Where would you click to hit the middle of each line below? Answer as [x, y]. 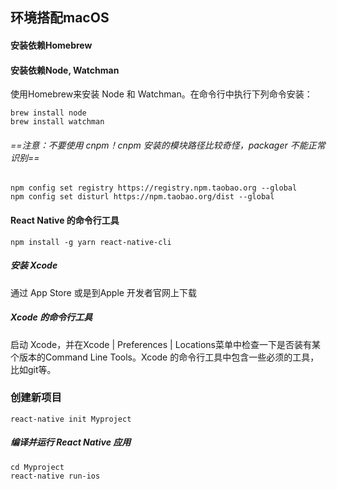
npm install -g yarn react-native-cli [91, 242]
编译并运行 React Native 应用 [71, 442]
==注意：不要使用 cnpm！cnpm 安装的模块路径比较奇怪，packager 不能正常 [168, 145]
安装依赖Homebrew [51, 45]
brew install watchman [57, 122]
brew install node [48, 113]
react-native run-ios [55, 476]
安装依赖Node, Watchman [65, 70]
